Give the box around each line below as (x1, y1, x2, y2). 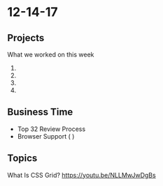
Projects (7, 32, 45, 44)
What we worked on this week (7, 50, 94, 59)
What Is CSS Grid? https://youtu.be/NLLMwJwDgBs (7, 171, 156, 179)
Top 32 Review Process (17, 125, 86, 133)
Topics (7, 153, 38, 164)
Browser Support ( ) (17, 132, 75, 140)
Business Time (7, 106, 73, 118)
